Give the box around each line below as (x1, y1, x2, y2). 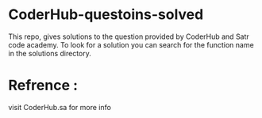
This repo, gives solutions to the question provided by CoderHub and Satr (8, 32, 250, 41)
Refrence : (8, 77, 78, 94)
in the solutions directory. (8, 48, 91, 58)
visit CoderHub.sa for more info (8, 102, 111, 112)
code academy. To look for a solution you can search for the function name (8, 40, 254, 49)
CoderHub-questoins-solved (8, 6, 204, 24)
